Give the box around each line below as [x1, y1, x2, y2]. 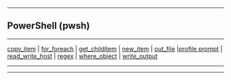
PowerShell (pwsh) [7, 20, 91, 31]
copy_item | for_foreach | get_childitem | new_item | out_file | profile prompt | [7, 44, 223, 53]
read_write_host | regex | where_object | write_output [7, 52, 158, 60]
